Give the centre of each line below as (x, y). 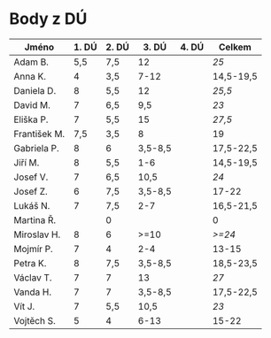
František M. (39, 134)
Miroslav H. (37, 234)
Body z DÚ (48, 19)
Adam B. (31, 62)
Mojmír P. (33, 249)
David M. (32, 104)
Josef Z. (31, 191)
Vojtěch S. (35, 320)
